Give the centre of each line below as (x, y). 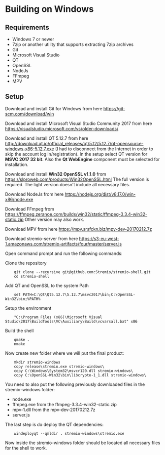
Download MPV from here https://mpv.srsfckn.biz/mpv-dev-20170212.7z (79, 229)
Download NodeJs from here (34, 194)
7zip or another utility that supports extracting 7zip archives (73, 44)
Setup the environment (28, 308)
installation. (17, 165)
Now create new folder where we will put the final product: (65, 353)
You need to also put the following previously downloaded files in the (75, 384)
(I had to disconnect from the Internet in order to (104, 149)
